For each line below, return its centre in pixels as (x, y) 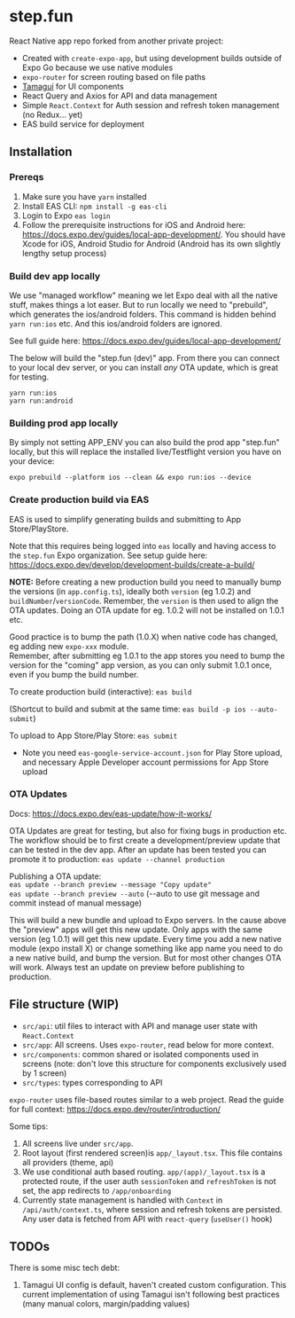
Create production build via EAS (79, 500)
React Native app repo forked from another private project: (116, 41)
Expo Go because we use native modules (97, 67)
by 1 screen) (44, 1073)
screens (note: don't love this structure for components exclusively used (154, 1063)
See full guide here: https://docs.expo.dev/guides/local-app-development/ (145, 341)
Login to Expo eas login (66, 216)
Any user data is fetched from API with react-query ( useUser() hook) (147, 1219)
